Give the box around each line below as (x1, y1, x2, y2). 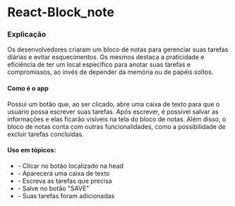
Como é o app (7, 84, 49, 92)
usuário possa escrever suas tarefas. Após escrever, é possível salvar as (7, 107, 219, 116)
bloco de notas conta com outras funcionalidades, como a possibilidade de (7, 122, 226, 131)
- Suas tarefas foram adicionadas (17, 191, 115, 200)
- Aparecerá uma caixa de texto (17, 169, 110, 177)
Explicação (7, 30, 47, 40)
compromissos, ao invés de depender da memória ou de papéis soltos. (7, 68, 214, 76)
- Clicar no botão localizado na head (17, 162, 123, 170)
